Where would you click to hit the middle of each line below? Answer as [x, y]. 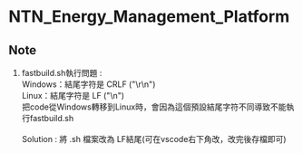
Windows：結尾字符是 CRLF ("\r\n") [88, 84]
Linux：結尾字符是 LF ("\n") [73, 96]
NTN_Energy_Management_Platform [149, 17]
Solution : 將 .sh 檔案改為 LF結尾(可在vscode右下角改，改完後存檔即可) [154, 139]
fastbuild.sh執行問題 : [62, 73]
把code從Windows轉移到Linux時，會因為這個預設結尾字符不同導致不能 [154, 107]
